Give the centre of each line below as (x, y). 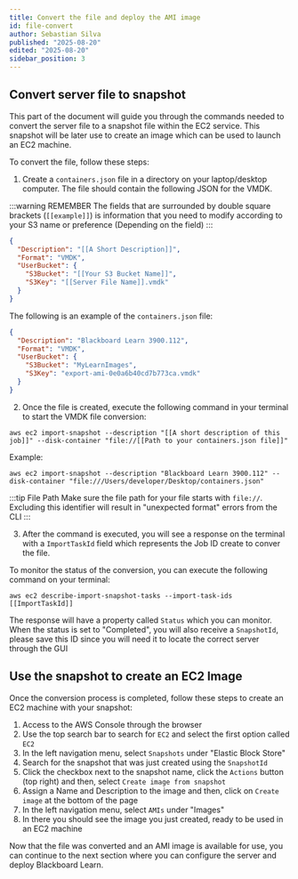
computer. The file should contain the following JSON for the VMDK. (147, 189)
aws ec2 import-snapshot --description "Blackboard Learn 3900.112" (139, 473)
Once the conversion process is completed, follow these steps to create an (146, 698)
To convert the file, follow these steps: (79, 162)
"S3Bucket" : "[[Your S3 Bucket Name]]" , (101, 274)
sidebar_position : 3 (48, 59)
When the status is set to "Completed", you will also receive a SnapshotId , (144, 629)
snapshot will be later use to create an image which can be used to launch (145, 135)
